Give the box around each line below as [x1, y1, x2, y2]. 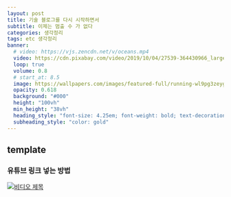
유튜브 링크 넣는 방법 [7, 165, 71, 175]
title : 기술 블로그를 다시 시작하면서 [7, 16, 100, 23]
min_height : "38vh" [13, 106, 69, 113]
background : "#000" [13, 93, 69, 100]
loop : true [13, 61, 45, 68]
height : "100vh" [13, 100, 60, 106]
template [7, 143, 47, 155]
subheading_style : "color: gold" [13, 118, 109, 126]
